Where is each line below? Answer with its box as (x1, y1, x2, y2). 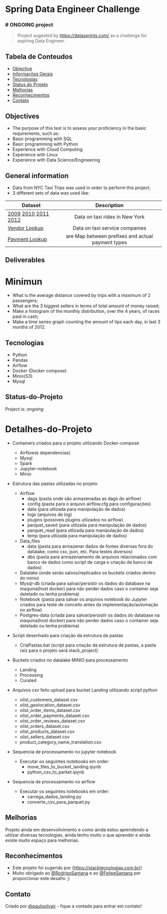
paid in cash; (12, 313, 39, 320)
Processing (19, 672, 43, 678)
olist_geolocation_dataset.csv (19, 702, 81, 708)
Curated (19, 677, 37, 683)
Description (95, 202, 124, 209)
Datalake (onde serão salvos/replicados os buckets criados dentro (19, 570, 156, 576)
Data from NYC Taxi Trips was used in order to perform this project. (12, 185, 151, 191)
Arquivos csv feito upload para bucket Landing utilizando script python (12, 687, 158, 693)
